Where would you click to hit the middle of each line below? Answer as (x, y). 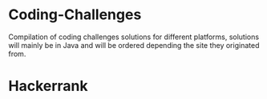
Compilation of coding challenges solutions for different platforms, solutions (133, 37)
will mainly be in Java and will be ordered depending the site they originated (134, 45)
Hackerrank (48, 86)
